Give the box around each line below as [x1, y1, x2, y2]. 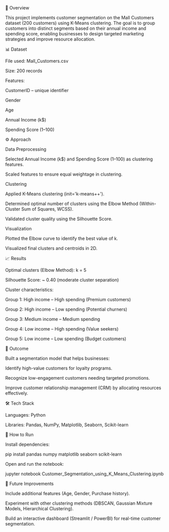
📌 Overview [5, 5, 29, 11]
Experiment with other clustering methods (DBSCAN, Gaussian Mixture [5, 500, 153, 506]
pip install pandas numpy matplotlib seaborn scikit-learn [5, 451, 122, 457]
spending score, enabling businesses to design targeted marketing [5, 31, 144, 36]
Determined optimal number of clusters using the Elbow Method [5, 200, 139, 207]
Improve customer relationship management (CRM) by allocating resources [5, 385, 161, 391]
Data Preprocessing [5, 146, 46, 152]
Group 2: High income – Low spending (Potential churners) [5, 306, 128, 312]
